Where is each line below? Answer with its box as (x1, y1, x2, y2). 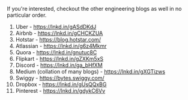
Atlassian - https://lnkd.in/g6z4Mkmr (15, 42, 107, 49)
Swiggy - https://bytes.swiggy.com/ (15, 75, 105, 81)
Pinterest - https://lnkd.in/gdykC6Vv (15, 87, 106, 94)
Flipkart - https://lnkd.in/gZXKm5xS (15, 55, 104, 62)
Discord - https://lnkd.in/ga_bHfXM (15, 61, 103, 69)
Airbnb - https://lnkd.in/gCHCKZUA (15, 30, 103, 37)
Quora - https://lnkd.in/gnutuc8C (15, 49, 97, 56)
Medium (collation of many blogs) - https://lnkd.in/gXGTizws (15, 68, 166, 75)
